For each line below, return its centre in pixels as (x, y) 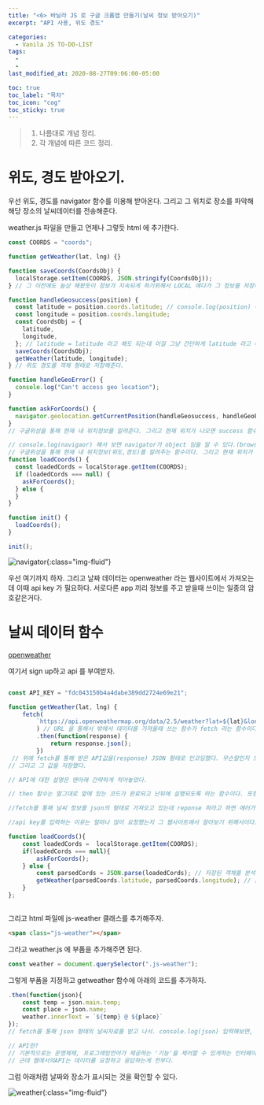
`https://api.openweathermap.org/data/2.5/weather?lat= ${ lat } (140, 721)
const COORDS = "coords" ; (50, 243)
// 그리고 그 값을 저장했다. (48, 766)
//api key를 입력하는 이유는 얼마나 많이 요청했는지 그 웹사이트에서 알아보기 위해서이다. (133, 823)
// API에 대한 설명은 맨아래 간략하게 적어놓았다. (78, 780)
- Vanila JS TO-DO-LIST (54, 44)
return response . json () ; (91, 743)
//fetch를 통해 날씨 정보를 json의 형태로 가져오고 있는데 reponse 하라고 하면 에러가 (132, 808)
